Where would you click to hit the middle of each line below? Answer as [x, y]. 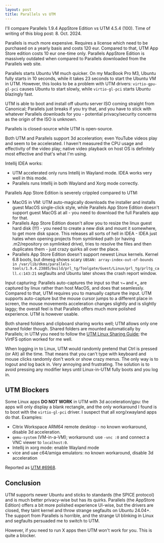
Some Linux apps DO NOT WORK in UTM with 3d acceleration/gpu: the [77, 402]
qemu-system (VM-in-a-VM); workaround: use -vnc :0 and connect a [81, 437]
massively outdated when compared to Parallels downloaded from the [76, 58]
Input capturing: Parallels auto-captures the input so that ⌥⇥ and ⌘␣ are [76, 283]
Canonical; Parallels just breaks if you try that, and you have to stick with [78, 109]
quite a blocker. [21, 536]
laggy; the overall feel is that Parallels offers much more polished [70, 309]
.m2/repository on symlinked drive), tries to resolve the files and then [82, 244]
